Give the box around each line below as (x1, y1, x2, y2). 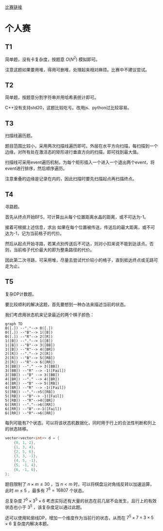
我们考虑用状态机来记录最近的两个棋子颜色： (5, 311, 95, 317)
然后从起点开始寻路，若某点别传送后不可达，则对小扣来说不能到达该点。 (5, 241, 149, 247)
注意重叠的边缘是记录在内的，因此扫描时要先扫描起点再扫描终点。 (5, 176, 137, 182)
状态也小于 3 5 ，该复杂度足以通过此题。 (5, 503, 85, 510)
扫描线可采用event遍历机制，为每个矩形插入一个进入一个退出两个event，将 (5, 159, 155, 165)
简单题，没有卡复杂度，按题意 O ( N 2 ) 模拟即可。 (5, 55, 100, 62)
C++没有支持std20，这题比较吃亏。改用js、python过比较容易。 (5, 105, 132, 111)
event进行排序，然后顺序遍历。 (5, 166, 67, 171)
